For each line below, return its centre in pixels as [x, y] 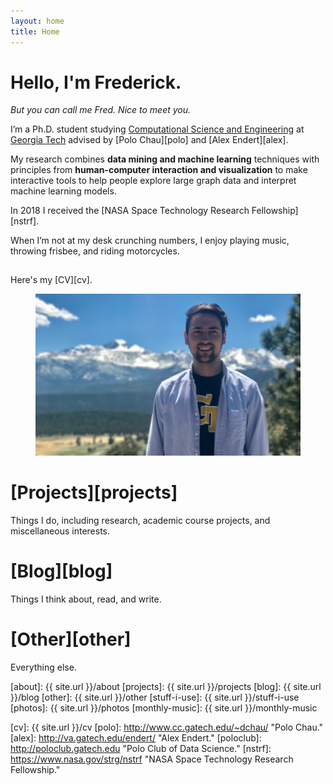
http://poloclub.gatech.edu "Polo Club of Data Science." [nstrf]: [141, 749]
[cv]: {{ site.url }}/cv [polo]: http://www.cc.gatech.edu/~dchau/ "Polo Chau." [167, 727]
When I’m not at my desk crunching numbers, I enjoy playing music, [150, 241]
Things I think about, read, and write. [86, 599]
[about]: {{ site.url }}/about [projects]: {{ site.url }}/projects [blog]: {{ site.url [166, 687]
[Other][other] [71, 639]
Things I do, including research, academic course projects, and [140, 521]
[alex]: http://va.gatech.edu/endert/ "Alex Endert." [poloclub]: [136, 738]
